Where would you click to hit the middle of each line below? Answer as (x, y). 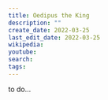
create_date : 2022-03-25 (49, 30)
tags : (17, 67)
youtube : (22, 52)
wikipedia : (26, 45)
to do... (20, 89)
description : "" (35, 23)
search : (21, 60)
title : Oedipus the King (49, 15)
